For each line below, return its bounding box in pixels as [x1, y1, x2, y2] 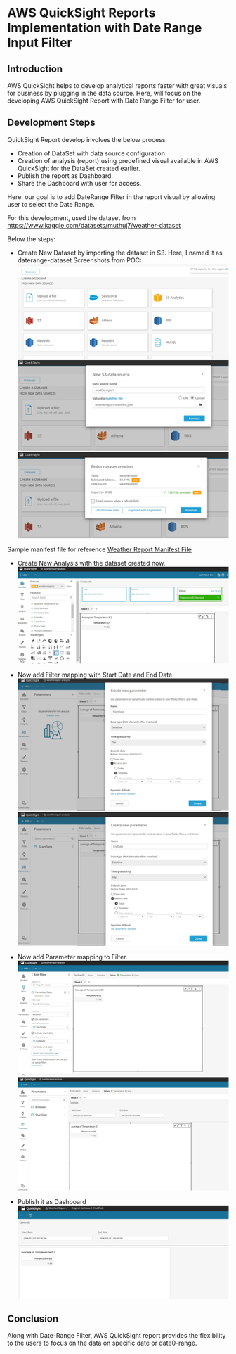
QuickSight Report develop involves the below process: [7, 135, 167, 143]
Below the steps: [7, 234, 56, 243]
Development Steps [7, 117, 96, 129]
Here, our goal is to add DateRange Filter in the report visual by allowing [7, 192, 216, 201]
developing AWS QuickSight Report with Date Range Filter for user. [7, 96, 201, 105]
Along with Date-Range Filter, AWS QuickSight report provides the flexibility [7, 1331, 226, 1340]
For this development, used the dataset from [7, 213, 136, 222]
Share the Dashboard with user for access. [17, 179, 142, 187]
